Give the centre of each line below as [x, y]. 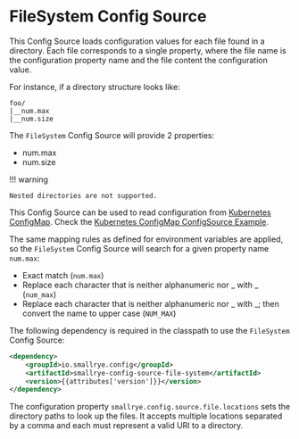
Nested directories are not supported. [83, 195]
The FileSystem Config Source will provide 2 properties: [112, 135]
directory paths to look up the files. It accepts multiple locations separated [146, 416]
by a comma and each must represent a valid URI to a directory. [126, 426]
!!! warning [29, 179]
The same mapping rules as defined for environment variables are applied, [146, 239]
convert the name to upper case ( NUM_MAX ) [99, 313]
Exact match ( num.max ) [63, 275]
